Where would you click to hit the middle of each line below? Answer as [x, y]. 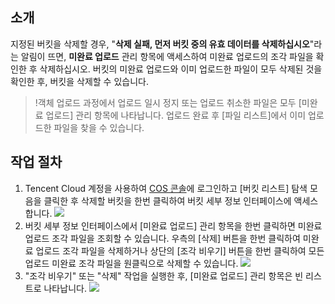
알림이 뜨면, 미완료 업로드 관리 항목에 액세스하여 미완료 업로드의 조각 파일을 [167, 56]
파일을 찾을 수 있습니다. [99, 127]
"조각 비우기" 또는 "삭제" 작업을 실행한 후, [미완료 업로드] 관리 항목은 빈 [164, 275]
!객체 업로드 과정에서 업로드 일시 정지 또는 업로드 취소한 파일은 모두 [165, 102]
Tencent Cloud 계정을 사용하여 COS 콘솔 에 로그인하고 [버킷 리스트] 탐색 [166, 188]
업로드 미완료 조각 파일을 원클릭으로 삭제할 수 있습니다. [131, 263]
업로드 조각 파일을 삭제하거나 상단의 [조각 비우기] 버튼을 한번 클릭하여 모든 [180, 250]
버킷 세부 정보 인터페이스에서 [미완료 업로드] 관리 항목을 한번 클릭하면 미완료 [173, 225]
